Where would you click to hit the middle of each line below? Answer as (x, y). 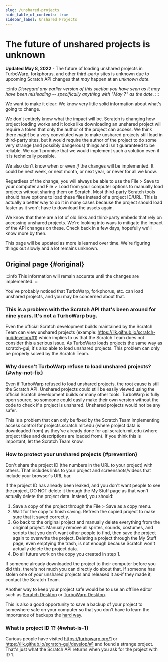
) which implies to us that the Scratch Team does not (90, 338)
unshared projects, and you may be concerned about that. (65, 297)
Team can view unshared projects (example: (51, 332)
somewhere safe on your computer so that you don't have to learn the (77, 610)
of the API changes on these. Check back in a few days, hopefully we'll (78, 228)
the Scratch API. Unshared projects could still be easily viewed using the (80, 389)
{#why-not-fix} (24, 373)
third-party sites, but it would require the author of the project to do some (81, 140)
